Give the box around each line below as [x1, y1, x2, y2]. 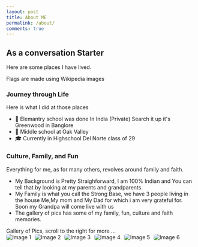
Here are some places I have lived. [6, 64, 92, 71]
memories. [14, 215, 42, 222]
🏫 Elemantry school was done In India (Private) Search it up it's [14, 115, 171, 123]
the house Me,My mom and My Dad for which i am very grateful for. [14, 196, 183, 204]
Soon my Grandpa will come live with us [14, 203, 114, 210]
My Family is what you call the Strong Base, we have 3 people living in [14, 190, 189, 197]
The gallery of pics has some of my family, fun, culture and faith [14, 209, 173, 216]
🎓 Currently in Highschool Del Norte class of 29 [14, 135, 136, 142]
